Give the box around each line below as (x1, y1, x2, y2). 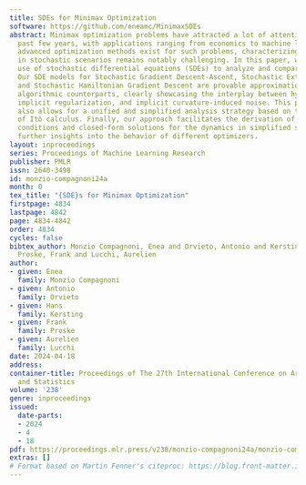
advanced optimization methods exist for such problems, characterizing (17, 47, 300, 56)
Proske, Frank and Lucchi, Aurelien (17, 250, 157, 259)
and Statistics (17, 377, 76, 387)
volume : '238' (9, 386, 64, 395)
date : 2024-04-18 (9, 351, 76, 360)
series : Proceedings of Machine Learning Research (9, 148, 206, 157)
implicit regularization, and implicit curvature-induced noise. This (17, 97, 291, 107)
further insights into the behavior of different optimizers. (17, 132, 259, 141)
